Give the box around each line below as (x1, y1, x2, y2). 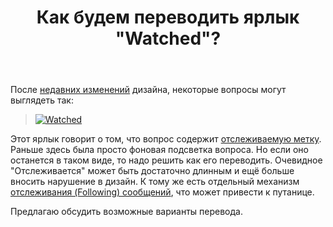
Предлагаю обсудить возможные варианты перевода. (10, 206, 243, 218)
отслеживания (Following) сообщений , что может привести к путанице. (10, 186, 315, 198)
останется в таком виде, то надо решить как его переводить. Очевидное (10, 154, 323, 166)
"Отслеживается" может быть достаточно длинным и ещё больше (10, 165, 295, 177)
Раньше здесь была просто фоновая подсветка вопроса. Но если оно (10, 144, 309, 156)
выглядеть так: (10, 94, 74, 106)
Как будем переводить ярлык (36, 6, 300, 29)
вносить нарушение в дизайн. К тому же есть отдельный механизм (10, 176, 300, 188)
